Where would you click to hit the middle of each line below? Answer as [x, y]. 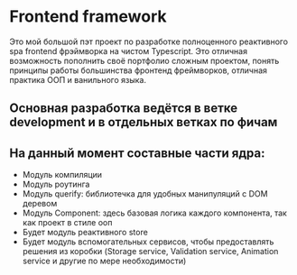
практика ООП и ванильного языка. [78, 79]
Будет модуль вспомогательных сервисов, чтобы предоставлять [148, 242]
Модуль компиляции [62, 175]
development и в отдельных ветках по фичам [144, 122]
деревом [40, 204]
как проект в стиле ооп [67, 223]
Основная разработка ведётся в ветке [124, 109]
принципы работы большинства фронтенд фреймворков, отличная [139, 70]
